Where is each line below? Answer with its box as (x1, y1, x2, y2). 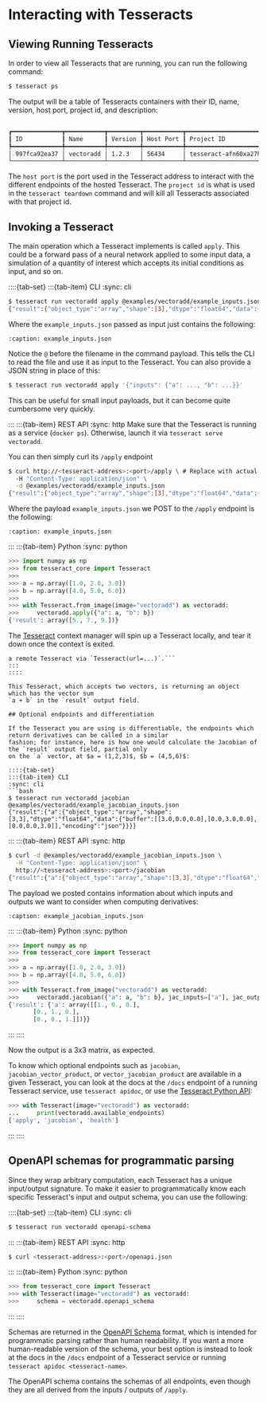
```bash (8, 787, 34, 795)
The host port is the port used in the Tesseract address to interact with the (8, 171, 254, 181)
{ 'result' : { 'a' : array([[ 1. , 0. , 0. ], (8, 1000, 141, 1009)
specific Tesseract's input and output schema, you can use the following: (8, 1192, 248, 1201)
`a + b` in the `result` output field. (8, 697, 141, 705)
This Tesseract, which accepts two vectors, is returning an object (8, 683, 240, 691)
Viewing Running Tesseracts (8, 37, 153, 51)
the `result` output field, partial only (8, 745, 148, 754)
